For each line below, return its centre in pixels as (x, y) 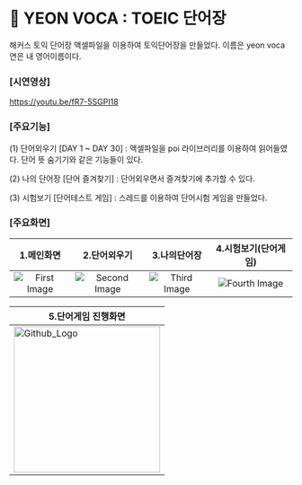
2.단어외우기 (107, 255)
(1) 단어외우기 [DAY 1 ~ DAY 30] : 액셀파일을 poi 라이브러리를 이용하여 (133, 148)
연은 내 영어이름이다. (45, 56)
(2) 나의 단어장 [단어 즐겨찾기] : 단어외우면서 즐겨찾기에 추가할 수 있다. (133, 178)
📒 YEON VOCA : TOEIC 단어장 (118, 18)
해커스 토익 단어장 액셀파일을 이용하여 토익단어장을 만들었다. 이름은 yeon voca (147, 45)
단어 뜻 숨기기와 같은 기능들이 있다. (82, 159)
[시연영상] (30, 82)
